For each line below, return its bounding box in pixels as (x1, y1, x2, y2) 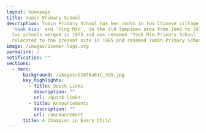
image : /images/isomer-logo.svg (6, 44, 89, 50)
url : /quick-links (33, 94, 81, 101)
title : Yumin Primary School (6, 15, 81, 21)
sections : (6, 60, 32, 66)
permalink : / (6, 49, 40, 55)
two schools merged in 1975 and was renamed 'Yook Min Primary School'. (12, 32, 202, 38)
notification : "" (6, 55, 51, 61)
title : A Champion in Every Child (22, 117, 112, 123)
